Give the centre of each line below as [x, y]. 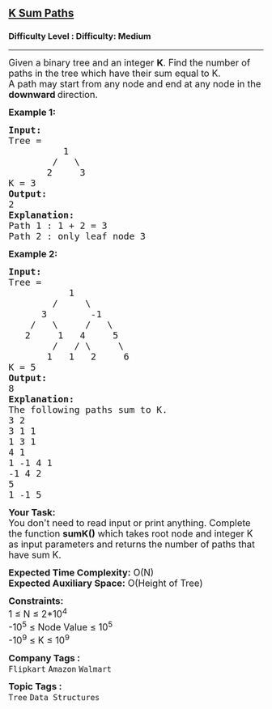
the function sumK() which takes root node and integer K [131, 533]
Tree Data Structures [54, 697]
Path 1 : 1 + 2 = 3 [58, 225]
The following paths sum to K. [88, 410]
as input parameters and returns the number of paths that [132, 544]
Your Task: [32, 512]
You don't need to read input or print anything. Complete [130, 523]
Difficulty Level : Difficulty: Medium [80, 36]
